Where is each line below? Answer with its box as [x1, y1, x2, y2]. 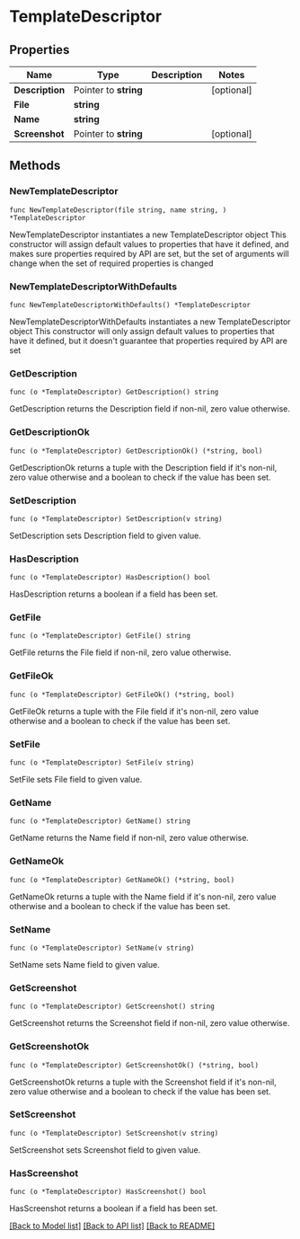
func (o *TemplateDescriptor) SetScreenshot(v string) [9, 1128, 219, 1137]
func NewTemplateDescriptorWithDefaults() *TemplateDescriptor [9, 300, 251, 309]
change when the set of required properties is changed [9, 258, 214, 269]
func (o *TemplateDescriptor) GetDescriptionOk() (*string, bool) [9, 447, 263, 456]
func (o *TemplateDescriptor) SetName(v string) [9, 943, 195, 952]
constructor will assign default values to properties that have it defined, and [9, 238, 289, 249]
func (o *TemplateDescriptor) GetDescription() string [9, 388, 219, 397]
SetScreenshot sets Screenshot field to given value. [9, 1144, 201, 1155]
